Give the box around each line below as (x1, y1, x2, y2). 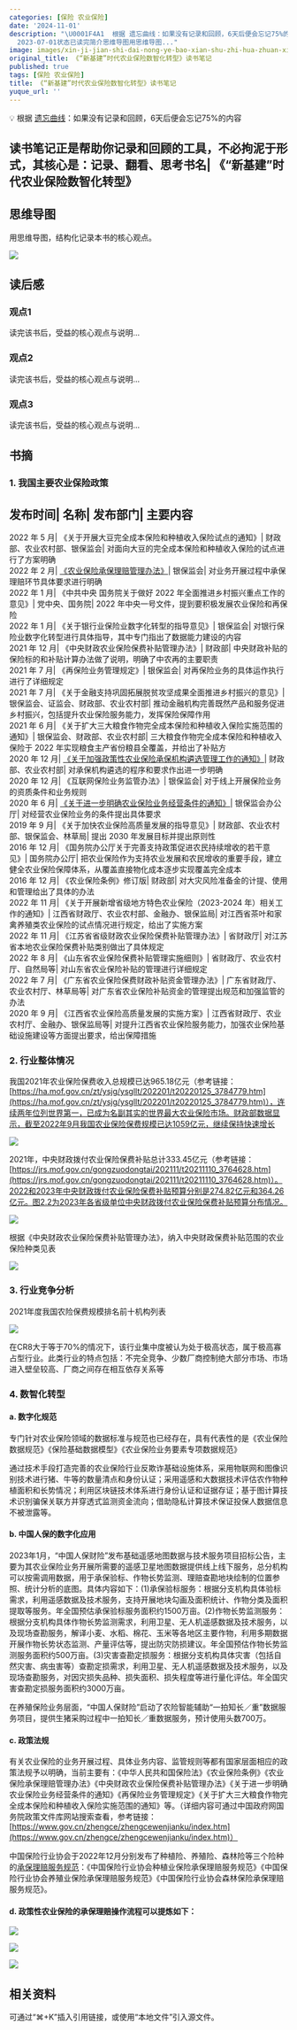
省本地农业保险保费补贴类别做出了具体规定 (9, 942, 164, 953)
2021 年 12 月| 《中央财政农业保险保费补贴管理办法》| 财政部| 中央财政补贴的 (9, 643, 288, 653)
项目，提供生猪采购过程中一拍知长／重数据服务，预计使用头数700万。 (16, 1713, 271, 1724)
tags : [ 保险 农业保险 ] (9, 71, 85, 80)
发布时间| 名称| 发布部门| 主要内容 (9, 506, 194, 522)
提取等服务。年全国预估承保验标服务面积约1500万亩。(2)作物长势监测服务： (9, 1606, 286, 1617)
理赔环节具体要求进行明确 (9, 576, 103, 587)
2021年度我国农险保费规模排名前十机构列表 (9, 1306, 166, 1316)
